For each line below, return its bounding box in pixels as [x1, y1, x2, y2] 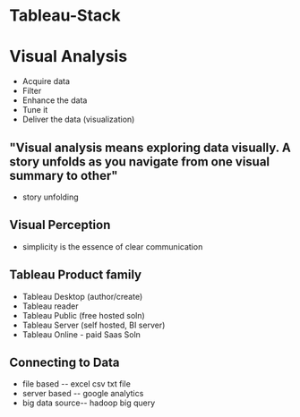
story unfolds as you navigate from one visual [9, 154, 270, 169]
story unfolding [21, 191, 79, 202]
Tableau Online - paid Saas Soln [21, 328, 141, 340]
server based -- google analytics [21, 388, 144, 399]
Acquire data [21, 76, 70, 87]
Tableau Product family [9, 268, 141, 283]
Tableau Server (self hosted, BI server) [21, 319, 166, 330]
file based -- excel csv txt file [21, 379, 132, 389]
